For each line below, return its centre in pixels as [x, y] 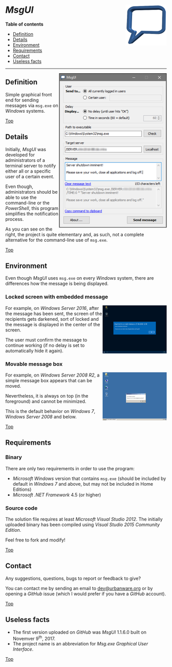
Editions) [22, 489]
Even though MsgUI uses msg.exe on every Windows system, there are [80, 278]
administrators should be [31, 192]
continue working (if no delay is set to [45, 345]
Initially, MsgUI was [26, 149]
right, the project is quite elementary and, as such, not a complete [75, 234]
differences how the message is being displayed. [57, 284]
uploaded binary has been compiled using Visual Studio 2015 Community [83, 525]
